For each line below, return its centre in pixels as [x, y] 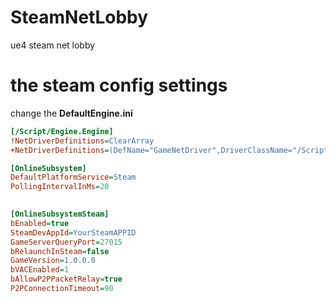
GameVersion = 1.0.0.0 [53, 261]
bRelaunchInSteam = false [60, 251]
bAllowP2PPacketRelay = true [66, 279]
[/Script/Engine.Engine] [62, 131]
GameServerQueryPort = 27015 [66, 242]
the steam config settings [119, 85]
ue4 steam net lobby [53, 45]
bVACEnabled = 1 [40, 270]
